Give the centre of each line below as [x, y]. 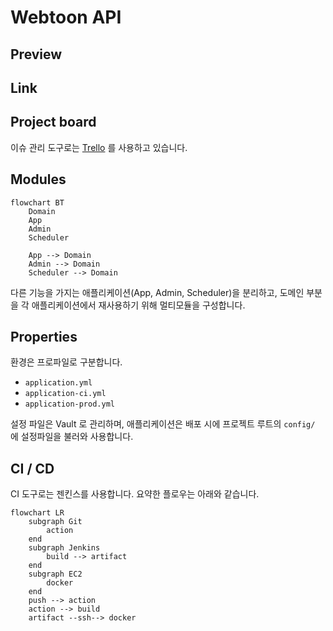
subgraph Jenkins [64, 548]
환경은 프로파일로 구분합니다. [66, 362]
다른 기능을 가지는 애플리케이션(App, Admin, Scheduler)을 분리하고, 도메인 [157, 292]
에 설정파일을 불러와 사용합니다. [72, 437]
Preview [36, 54]
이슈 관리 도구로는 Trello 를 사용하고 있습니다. [99, 147]
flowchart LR [37, 513]
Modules [38, 179]
